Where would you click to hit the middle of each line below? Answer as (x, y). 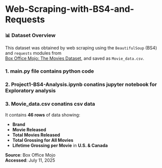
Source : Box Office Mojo (30, 155)
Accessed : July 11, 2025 (30, 160)
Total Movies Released (36, 135)
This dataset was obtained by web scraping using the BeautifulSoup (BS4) (81, 48)
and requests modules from (33, 53)
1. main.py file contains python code (50, 71)
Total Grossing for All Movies (43, 140)
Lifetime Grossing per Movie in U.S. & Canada (60, 145)
